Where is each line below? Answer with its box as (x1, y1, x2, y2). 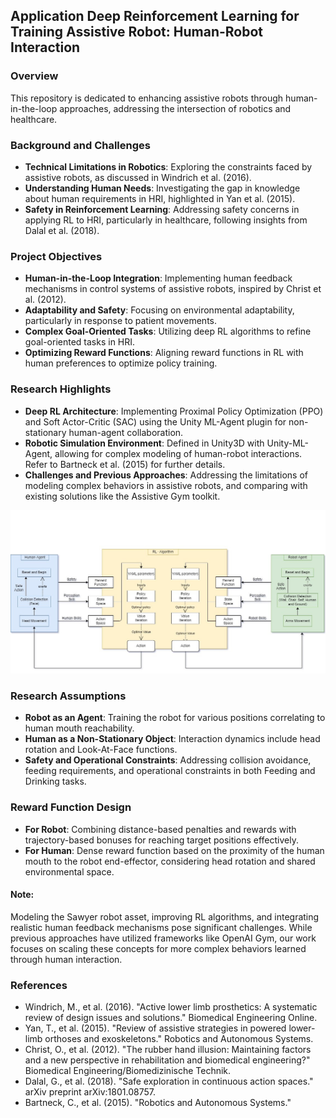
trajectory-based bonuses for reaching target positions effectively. (24, 834, 299, 846)
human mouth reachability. (24, 722, 135, 734)
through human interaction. (10, 953, 123, 965)
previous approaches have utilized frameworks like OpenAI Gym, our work (10, 932, 317, 944)
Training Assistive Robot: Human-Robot (10, 24, 263, 41)
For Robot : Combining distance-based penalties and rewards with (24, 823, 297, 835)
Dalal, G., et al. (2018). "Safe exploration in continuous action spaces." (24, 1075, 314, 1088)
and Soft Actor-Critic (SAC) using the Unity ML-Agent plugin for (24, 415, 287, 428)
